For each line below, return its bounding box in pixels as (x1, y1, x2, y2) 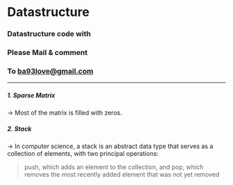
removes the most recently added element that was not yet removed (24, 170, 220, 179)
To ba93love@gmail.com (7, 66, 94, 76)
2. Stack (7, 124, 32, 133)
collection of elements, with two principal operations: (7, 150, 159, 158)
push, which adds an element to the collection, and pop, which (24, 163, 204, 171)
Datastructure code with (7, 29, 92, 39)
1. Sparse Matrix (7, 91, 55, 99)
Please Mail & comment (7, 48, 88, 58)
